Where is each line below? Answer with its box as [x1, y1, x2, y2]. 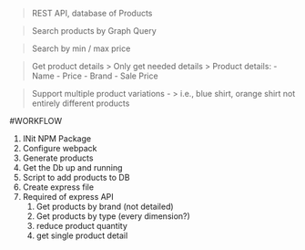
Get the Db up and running [22, 162, 123, 172]
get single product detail [36, 230, 128, 241]
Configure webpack [22, 143, 97, 153]
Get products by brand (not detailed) [36, 201, 175, 212]
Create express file [22, 182, 94, 193]
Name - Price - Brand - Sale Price [31, 70, 158, 81]
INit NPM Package [22, 133, 92, 144]
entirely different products [31, 98, 130, 109]
